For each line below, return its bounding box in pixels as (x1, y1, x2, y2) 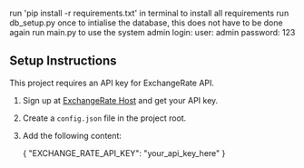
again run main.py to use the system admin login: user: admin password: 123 (9, 27, 296, 37)
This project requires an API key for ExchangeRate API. (9, 77, 215, 88)
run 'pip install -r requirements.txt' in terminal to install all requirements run (9, 8, 289, 18)
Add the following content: (22, 130, 123, 141)
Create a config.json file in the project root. (22, 113, 187, 124)
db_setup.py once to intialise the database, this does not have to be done (9, 17, 283, 28)
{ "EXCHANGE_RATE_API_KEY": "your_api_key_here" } (22, 147, 226, 158)
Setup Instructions (9, 54, 117, 69)
